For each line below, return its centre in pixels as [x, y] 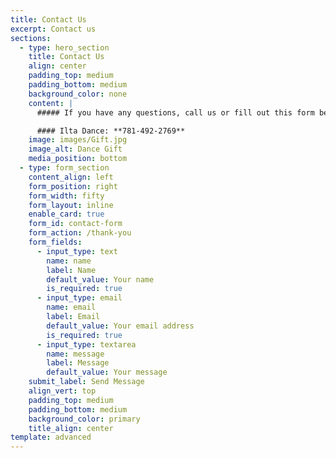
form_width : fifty [66, 196]
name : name [69, 261]
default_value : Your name [100, 279]
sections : [31, 38]
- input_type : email [79, 298]
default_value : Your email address [120, 326]
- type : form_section [64, 168]
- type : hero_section [64, 47]
